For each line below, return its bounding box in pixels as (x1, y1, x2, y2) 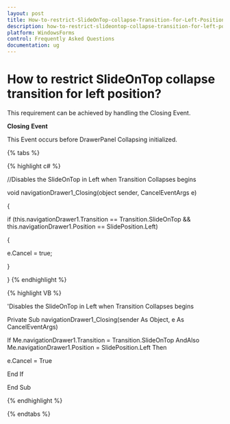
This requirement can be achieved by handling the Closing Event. (7, 108, 191, 117)
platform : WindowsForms (7, 29, 75, 36)
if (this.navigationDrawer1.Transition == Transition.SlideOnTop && (7, 215, 191, 223)
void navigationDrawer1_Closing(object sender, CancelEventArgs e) (7, 188, 197, 196)
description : (7, 23, 44, 30)
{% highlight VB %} (7, 289, 62, 297)
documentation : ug (7, 42, 60, 49)
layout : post (7, 10, 44, 17)
